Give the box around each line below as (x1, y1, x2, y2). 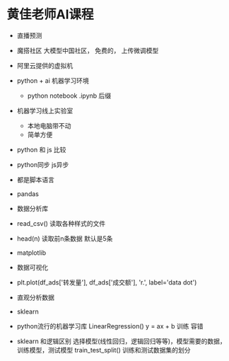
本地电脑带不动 (27, 121, 71, 130)
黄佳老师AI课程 (6, 6, 94, 23)
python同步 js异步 (16, 160, 69, 168)
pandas (16, 189, 40, 198)
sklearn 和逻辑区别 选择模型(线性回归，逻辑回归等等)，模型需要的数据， (16, 337, 227, 345)
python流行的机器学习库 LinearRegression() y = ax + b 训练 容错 (16, 321, 204, 330)
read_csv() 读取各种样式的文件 (16, 219, 106, 227)
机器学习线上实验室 (16, 106, 74, 115)
